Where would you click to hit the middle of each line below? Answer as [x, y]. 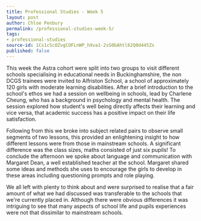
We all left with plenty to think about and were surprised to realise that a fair [100, 187]
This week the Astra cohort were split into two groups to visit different [93, 68]
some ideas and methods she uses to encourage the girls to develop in [94, 169]
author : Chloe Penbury [35, 23]
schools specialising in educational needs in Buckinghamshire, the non [94, 74]
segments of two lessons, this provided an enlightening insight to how [93, 137]
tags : [13, 34]
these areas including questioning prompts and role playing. [81, 175]
